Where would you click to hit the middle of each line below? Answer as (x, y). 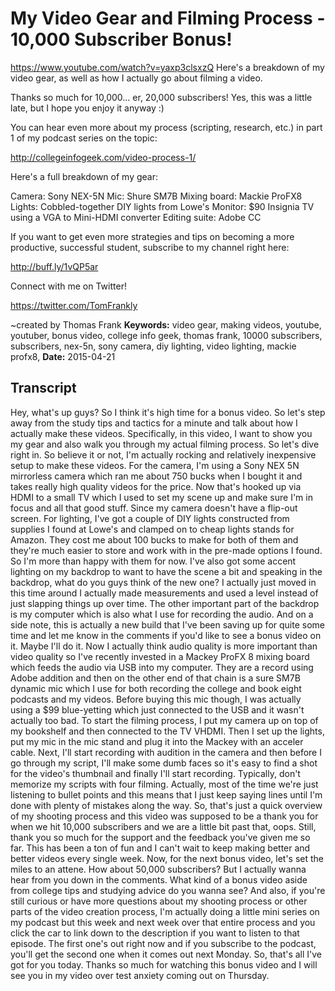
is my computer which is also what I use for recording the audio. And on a (162, 614)
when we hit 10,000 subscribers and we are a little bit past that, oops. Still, (163, 826)
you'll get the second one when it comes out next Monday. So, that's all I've (166, 954)
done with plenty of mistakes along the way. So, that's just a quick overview (166, 805)
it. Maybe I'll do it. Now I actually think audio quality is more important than (164, 646)
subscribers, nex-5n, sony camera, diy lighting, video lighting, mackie (153, 346)
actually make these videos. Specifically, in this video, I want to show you (161, 433)
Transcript (43, 388)
